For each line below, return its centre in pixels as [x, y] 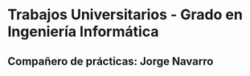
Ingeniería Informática [83, 32]
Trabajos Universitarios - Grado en [125, 15]
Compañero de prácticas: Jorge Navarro [111, 61]
